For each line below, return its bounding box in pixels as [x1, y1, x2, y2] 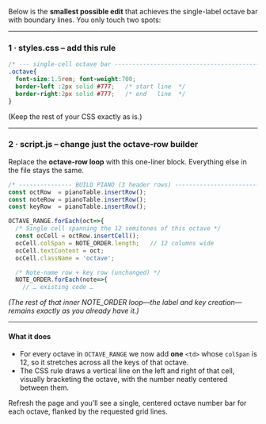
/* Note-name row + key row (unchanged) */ [15, 268, 161, 276]
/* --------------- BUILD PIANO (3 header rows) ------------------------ [8, 180, 260, 189]
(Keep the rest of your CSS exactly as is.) [8, 111, 142, 121]
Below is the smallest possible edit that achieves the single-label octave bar [8, 7, 258, 16]
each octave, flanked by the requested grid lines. [8, 407, 168, 416]
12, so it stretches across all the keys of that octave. [19, 357, 189, 368]
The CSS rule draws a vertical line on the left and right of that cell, [19, 366, 235, 376]
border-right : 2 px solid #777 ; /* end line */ [15, 90, 186, 98]
